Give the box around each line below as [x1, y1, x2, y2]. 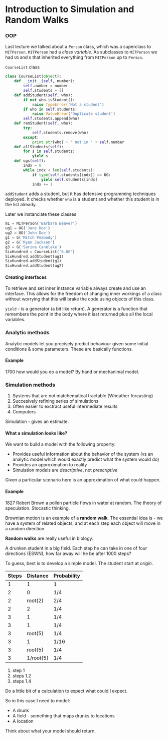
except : [23, 135, 39, 140]
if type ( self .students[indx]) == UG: [32, 172, 111, 177]
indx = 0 [23, 163, 42, 168]
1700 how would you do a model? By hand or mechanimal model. [5, 368, 139, 375]
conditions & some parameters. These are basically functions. [5, 346, 133, 352]
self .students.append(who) [23, 116, 80, 121]
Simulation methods [5, 381, 56, 388]
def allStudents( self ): [14, 144, 64, 149]
